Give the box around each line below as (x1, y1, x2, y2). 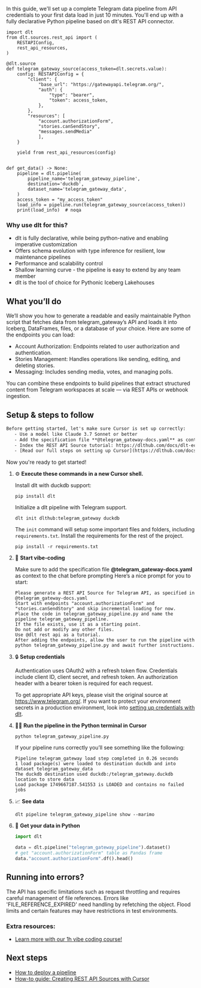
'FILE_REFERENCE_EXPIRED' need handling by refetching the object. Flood (6, 901, 191, 908)
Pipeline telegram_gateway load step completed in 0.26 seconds (14, 755, 179, 761)
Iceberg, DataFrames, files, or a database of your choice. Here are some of (6, 325, 191, 332)
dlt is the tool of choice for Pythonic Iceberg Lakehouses (14, 279, 155, 286)
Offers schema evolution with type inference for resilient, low (14, 247, 166, 255)
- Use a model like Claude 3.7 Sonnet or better (14, 431, 138, 437)
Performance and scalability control (14, 260, 103, 267)
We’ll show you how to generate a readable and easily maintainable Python (6, 312, 191, 319)
